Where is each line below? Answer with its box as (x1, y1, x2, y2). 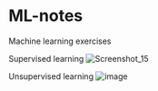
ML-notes (8, 5, 84, 26)
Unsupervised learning (8, 70, 94, 82)
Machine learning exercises (8, 35, 112, 46)
